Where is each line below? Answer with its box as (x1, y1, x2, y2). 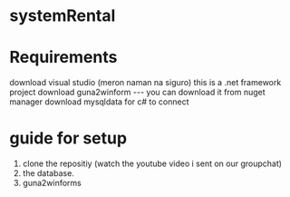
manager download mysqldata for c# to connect (9, 96, 189, 107)
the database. (22, 168, 74, 179)
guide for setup (9, 128, 128, 149)
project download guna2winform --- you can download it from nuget (9, 87, 266, 98)
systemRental (9, 5, 116, 26)
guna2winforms (22, 178, 82, 189)
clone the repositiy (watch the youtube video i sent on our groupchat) (22, 158, 283, 169)
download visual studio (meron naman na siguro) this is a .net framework (9, 77, 282, 88)
